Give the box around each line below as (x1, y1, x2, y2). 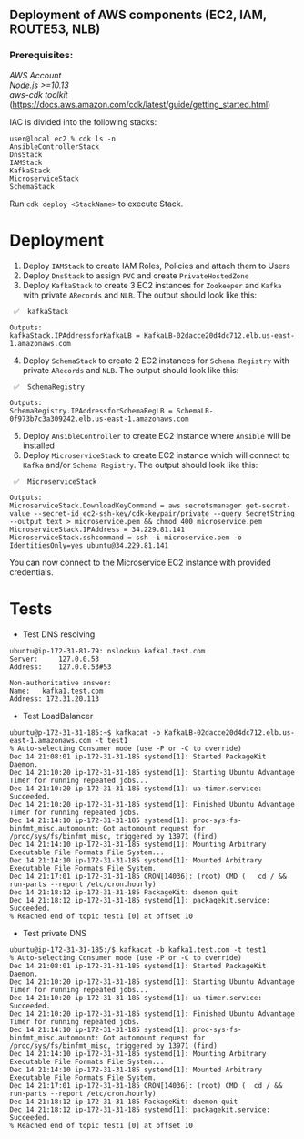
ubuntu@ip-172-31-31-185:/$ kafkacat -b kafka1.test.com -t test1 (9, 945, 267, 955)
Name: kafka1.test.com (9, 686, 104, 695)
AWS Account (9, 69, 62, 80)
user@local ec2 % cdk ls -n (9, 134, 117, 143)
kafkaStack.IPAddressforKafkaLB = (9, 330, 141, 340)
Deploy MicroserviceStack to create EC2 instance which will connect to (22, 449, 290, 460)
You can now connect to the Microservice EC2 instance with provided (9, 557, 271, 568)
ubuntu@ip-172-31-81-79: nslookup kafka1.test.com (9, 646, 206, 655)
